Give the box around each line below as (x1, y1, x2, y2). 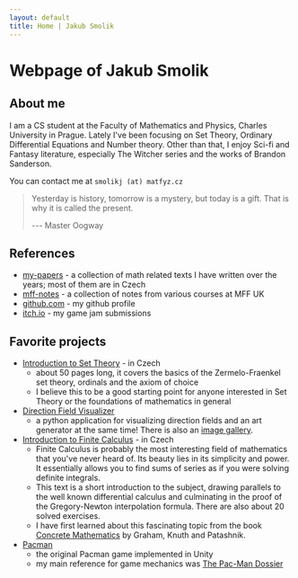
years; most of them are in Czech (22, 280, 146, 290)
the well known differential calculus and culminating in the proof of (35, 492, 283, 502)
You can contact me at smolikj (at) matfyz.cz (9, 175, 184, 186)
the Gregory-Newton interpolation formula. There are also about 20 (35, 501, 285, 512)
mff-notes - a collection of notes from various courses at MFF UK (22, 289, 265, 299)
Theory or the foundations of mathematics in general (35, 396, 232, 407)
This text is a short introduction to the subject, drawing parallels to (35, 482, 281, 493)
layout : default (9, 13, 70, 22)
